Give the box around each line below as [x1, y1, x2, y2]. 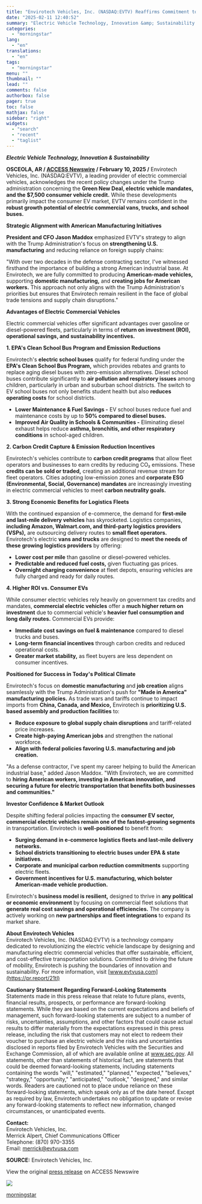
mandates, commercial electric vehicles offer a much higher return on [6, 602, 184, 609]
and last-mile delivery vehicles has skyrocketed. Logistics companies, [6, 516, 183, 523]
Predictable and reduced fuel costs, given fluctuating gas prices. [14, 560, 179, 567]
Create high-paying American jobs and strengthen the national [14, 732, 173, 739]
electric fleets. [14, 868, 51, 875]
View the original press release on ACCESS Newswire [6, 1168, 139, 1175]
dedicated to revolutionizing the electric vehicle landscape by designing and [6, 942, 195, 950]
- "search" [11, 126, 39, 132]
